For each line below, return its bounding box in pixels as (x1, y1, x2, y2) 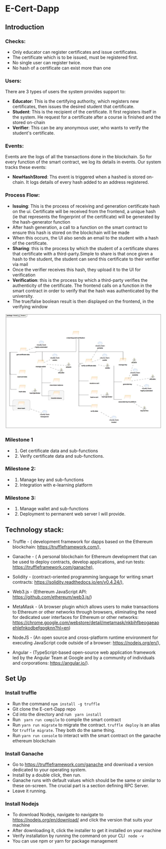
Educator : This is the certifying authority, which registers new (12, 98, 139, 105)
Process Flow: (5, 192, 40, 199)
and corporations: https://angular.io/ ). (12, 660, 89, 666)
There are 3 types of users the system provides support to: (5, 89, 126, 95)
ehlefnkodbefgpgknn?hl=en (12, 624, 69, 630)
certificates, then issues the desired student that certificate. (12, 104, 135, 110)
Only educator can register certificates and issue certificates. (12, 49, 138, 55)
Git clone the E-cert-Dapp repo (12, 706, 76, 712)
